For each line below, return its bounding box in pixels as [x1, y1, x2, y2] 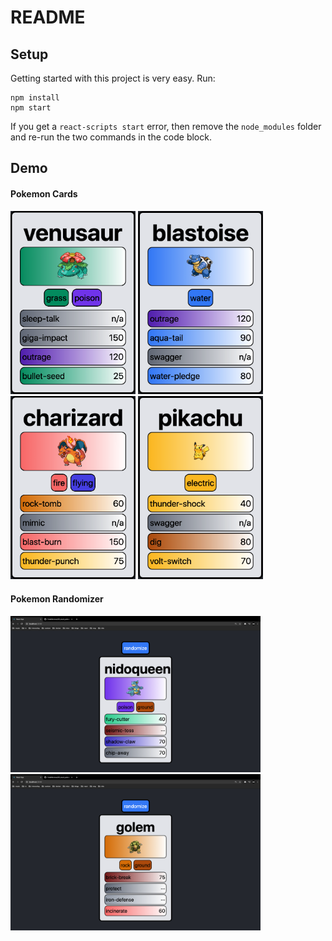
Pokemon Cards [10, 187, 78, 200]
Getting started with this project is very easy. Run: [10, 72, 216, 84]
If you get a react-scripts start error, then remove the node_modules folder [10, 121, 322, 132]
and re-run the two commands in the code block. [10, 131, 212, 143]
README [10, 6, 86, 29]
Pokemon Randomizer [10, 592, 104, 605]
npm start [10, 103, 52, 113]
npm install [10, 93, 60, 103]
